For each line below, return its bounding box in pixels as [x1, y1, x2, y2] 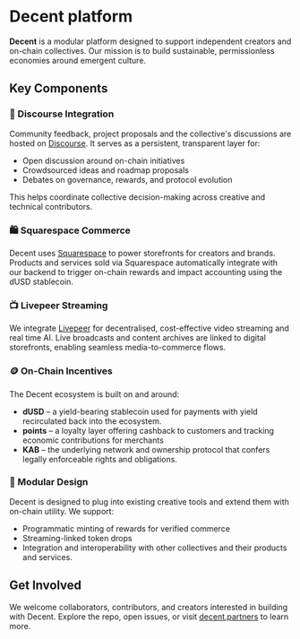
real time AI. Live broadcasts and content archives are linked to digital [9, 332, 267, 343]
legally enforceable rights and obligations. [21, 453, 177, 464]
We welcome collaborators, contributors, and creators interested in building [9, 601, 288, 612]
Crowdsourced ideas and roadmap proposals [21, 164, 190, 176]
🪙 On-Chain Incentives [9, 365, 114, 377]
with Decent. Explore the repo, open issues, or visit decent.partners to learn [9, 611, 289, 622]
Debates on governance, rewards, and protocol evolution [21, 174, 233, 185]
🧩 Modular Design [9, 476, 89, 488]
